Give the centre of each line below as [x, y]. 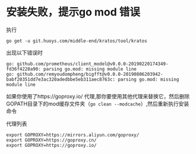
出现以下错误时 [24, 52]
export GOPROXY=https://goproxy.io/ [51, 145]
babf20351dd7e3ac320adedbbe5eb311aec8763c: [61, 79]
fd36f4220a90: [24, 69]
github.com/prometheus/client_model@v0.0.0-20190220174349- [93, 64]
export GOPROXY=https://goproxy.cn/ [51, 140]
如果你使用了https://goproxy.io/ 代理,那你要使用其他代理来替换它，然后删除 [98, 96]
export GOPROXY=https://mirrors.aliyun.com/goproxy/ [73, 135]
